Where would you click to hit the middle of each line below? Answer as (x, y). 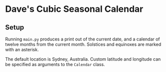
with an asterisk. (22, 50)
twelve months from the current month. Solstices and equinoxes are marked (83, 44)
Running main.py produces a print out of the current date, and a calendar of (83, 39)
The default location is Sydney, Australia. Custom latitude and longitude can (83, 59)
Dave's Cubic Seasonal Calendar (74, 9)
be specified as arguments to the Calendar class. (55, 64)
